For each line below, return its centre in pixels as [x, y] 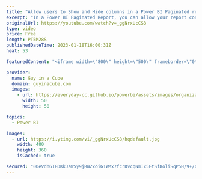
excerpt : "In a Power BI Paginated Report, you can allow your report [96, 17]
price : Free [21, 34]
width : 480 [31, 145]
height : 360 [32, 150]
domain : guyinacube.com [41, 84]
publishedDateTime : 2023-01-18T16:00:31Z [59, 46]
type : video [21, 29]
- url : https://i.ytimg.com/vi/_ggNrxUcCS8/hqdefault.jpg [86, 139]
